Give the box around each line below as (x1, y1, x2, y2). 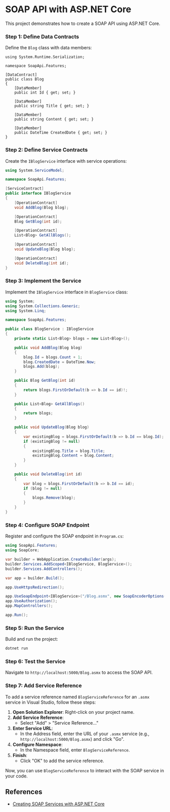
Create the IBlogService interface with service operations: (5, 158, 127, 164)
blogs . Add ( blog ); (23, 364, 60, 369)
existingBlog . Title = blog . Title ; (32, 448, 105, 454)
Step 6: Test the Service (5, 657, 66, 665)
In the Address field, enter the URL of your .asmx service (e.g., (20, 731, 150, 737)
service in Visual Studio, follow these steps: (5, 699, 96, 705)
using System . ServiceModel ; (5, 168, 65, 173)
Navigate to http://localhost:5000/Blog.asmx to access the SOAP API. (5, 670, 153, 676)
